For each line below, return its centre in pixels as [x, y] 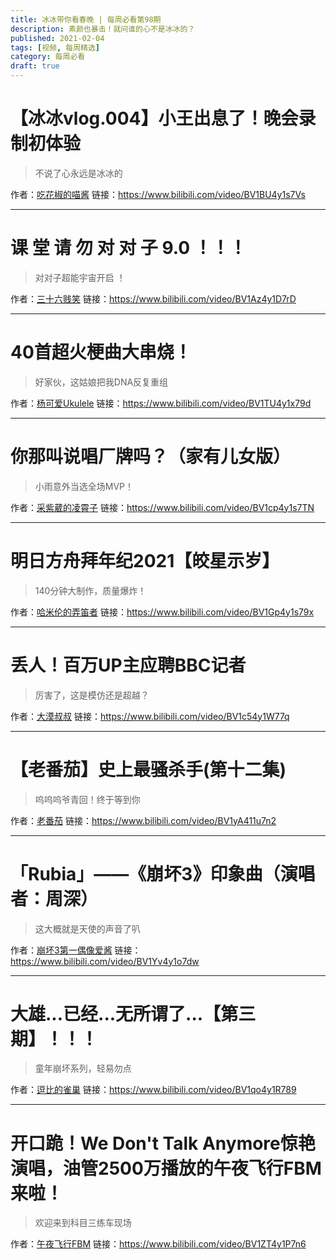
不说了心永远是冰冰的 [78, 173]
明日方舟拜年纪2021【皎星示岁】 [145, 560]
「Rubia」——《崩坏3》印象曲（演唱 [163, 873]
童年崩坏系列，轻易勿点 [83, 1068]
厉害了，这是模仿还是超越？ [92, 695]
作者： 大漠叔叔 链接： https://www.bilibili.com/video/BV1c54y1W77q [150, 716]
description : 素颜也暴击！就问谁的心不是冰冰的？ [103, 29]
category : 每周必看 [48, 57]
